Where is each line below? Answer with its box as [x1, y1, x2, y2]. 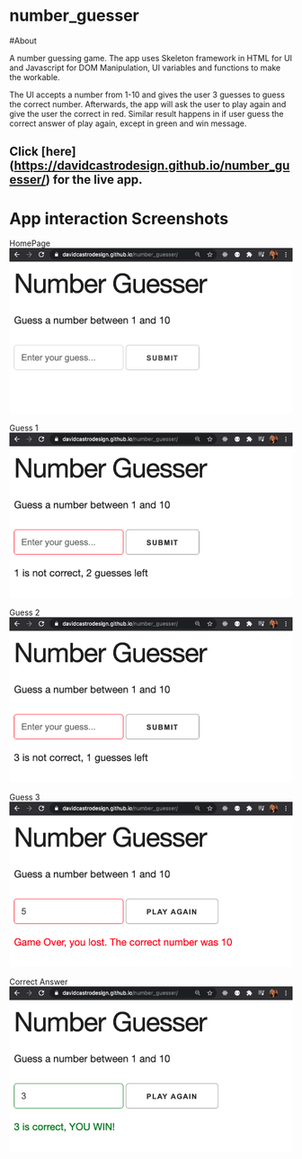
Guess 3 [9, 792, 40, 802]
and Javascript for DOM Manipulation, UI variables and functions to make [9, 62, 281, 73]
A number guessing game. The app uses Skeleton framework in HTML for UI [9, 52, 293, 63]
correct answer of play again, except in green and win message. [9, 118, 247, 129]
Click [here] [9, 144, 76, 159]
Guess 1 [9, 422, 39, 433]
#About [9, 35, 38, 46]
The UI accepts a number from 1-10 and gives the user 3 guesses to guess [9, 89, 286, 100]
